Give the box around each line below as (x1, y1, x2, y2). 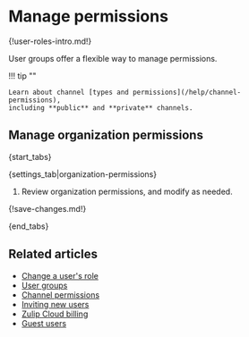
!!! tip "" (8, 70, 37, 81)
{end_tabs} (8, 221, 49, 232)
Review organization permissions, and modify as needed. (21, 186, 234, 197)
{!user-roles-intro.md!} (8, 36, 92, 46)
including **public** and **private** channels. (8, 103, 193, 113)
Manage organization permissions (8, 128, 203, 143)
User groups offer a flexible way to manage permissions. (8, 53, 218, 63)
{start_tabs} (8, 151, 52, 162)
